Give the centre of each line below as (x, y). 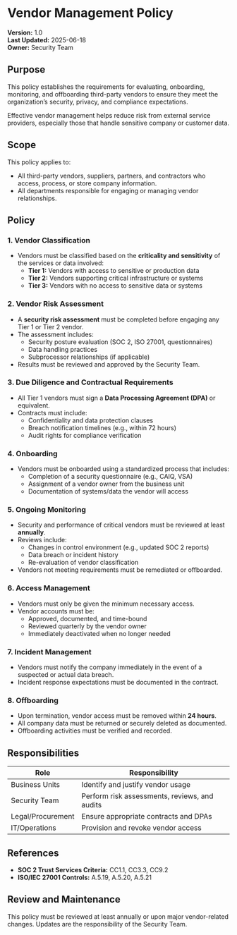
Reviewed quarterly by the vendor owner (87, 626)
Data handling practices (62, 349)
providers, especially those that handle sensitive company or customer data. (119, 123)
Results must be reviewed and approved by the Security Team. (109, 364)
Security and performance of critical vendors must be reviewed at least (121, 525)
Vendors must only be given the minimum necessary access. (106, 604)
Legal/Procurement (43, 817)
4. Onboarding (32, 453)
